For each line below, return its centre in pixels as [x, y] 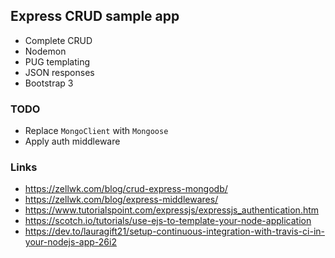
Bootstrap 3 [49, 83]
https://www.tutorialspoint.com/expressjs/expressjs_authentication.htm [172, 210]
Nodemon [45, 51]
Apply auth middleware [72, 141]
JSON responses [59, 72]
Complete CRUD [58, 40]
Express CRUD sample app [95, 16]
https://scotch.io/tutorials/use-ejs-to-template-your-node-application [168, 221]
